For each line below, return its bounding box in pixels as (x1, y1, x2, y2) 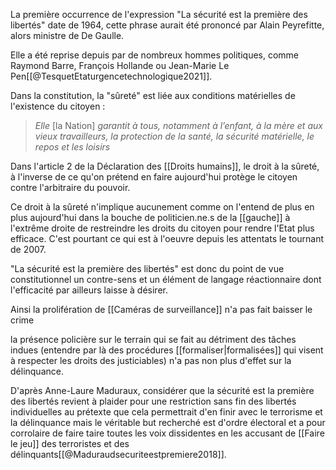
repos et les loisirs (34, 141, 111, 153)
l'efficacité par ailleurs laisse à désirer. (10, 284, 168, 296)
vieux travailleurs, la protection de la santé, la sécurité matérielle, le (34, 130, 315, 142)
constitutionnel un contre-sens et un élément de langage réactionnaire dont (10, 274, 322, 285)
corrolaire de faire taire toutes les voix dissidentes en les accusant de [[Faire (10, 427, 325, 439)
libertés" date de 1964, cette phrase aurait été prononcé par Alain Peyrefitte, (10, 19, 325, 31)
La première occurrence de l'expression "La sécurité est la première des (10, 9, 308, 20)
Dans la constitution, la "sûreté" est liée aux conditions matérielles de (10, 90, 296, 101)
